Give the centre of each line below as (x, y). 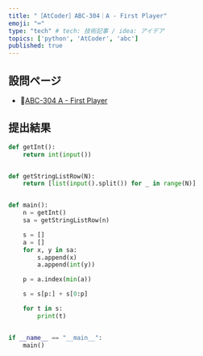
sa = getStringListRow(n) (66, 220)
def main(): (28, 205)
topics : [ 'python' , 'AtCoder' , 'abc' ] (73, 38)
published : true (35, 46)
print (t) (52, 316)
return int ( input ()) (57, 154)
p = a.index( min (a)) (57, 279)
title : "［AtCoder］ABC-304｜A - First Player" (88, 16)
